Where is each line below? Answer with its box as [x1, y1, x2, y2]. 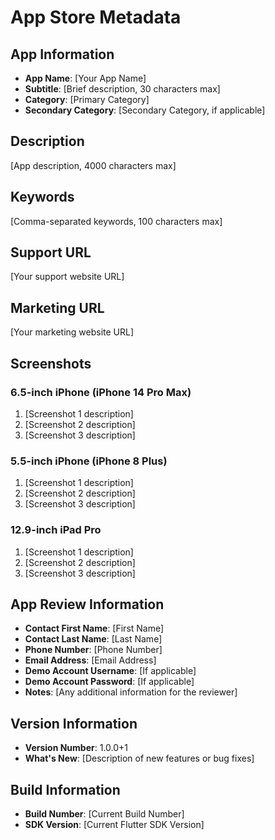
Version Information [10, 715, 138, 732]
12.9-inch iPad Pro [10, 523, 102, 537]
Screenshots [10, 355, 92, 372]
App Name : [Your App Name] [24, 72, 147, 84]
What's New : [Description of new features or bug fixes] [24, 752, 255, 765]
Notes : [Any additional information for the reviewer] [24, 686, 238, 698]
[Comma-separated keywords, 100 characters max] [10, 215, 223, 227]
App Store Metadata [10, 6, 182, 29]
